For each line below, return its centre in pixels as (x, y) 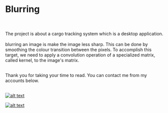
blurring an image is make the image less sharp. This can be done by (77, 44)
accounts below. (22, 80)
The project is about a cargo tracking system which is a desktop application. (84, 33)
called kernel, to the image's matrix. (42, 60)
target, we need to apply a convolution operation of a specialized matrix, (80, 55)
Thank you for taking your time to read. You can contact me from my (76, 75)
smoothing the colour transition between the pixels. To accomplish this (78, 49)
